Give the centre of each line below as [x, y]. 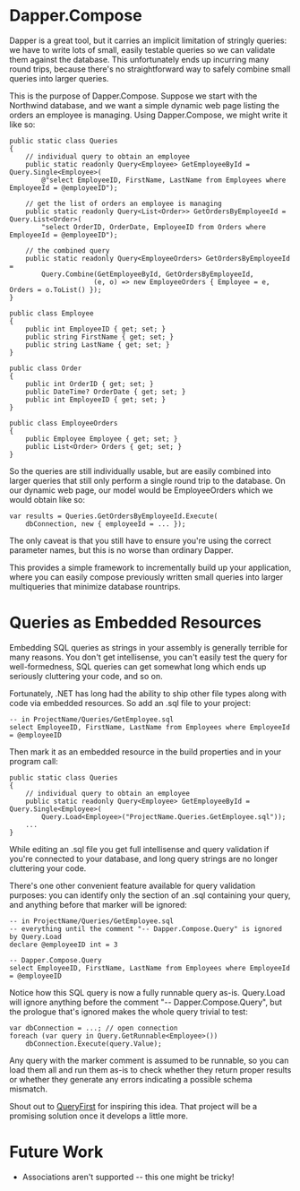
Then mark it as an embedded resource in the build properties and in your [146, 751]
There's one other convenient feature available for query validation [133, 885]
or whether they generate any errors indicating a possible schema [131, 1079]
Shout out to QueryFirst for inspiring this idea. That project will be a [133, 1106]
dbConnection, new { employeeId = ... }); [106, 524]
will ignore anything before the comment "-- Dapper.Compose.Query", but [146, 1002]
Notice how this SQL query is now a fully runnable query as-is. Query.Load [147, 992]
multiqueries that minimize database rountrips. [95, 586]
